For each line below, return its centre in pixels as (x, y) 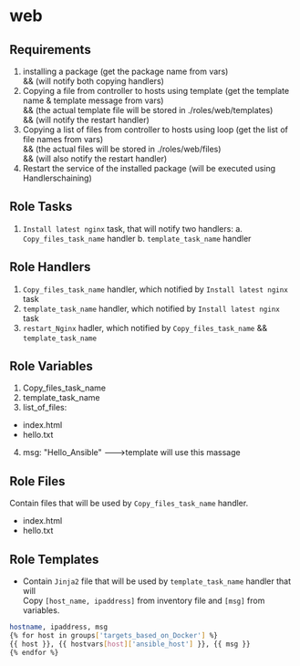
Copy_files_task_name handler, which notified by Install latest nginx (155, 289)
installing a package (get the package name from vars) (125, 71)
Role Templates (54, 559)
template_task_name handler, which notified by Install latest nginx (151, 308)
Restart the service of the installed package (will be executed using (149, 168)
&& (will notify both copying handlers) (93, 81)
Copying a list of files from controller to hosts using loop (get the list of (155, 130)
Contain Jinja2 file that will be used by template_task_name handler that (157, 581)
